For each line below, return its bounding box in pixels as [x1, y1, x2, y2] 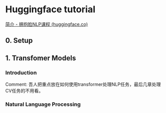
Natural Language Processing [5, 101, 81, 108]
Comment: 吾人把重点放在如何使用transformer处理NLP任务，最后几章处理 [5, 81, 161, 87]
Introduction [5, 69, 37, 76]
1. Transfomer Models [5, 54, 76, 62]
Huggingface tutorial [5, 4, 96, 15]
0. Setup [5, 36, 33, 45]
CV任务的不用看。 [5, 88, 44, 94]
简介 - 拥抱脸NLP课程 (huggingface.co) [5, 21, 88, 27]
